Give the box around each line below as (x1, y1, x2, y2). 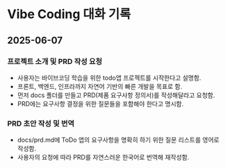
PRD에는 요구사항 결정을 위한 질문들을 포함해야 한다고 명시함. (17, 99, 184, 108)
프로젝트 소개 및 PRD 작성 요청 (7, 56, 103, 66)
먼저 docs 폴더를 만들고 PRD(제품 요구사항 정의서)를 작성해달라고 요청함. (17, 91, 216, 99)
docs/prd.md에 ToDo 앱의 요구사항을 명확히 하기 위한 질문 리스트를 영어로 (17, 136, 220, 144)
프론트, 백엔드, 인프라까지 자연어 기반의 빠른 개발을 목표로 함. (17, 82, 183, 90)
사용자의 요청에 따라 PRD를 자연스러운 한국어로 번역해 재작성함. (17, 153, 190, 162)
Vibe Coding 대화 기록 (7, 6, 131, 22)
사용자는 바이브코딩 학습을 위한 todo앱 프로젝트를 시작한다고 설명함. (17, 74, 202, 82)
